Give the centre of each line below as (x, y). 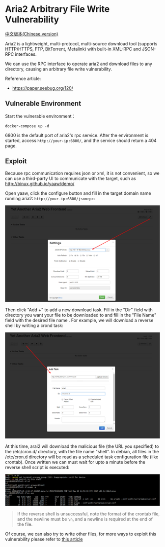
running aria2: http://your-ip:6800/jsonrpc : (50, 198)
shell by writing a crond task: (34, 325)
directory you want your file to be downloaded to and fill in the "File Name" (81, 315)
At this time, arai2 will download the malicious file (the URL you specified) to (82, 446)
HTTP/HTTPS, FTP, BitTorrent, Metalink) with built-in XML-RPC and (73, 49)
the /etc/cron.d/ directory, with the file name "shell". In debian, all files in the (82, 451)
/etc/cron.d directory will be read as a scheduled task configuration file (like (82, 457)
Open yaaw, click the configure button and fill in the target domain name (78, 193)
